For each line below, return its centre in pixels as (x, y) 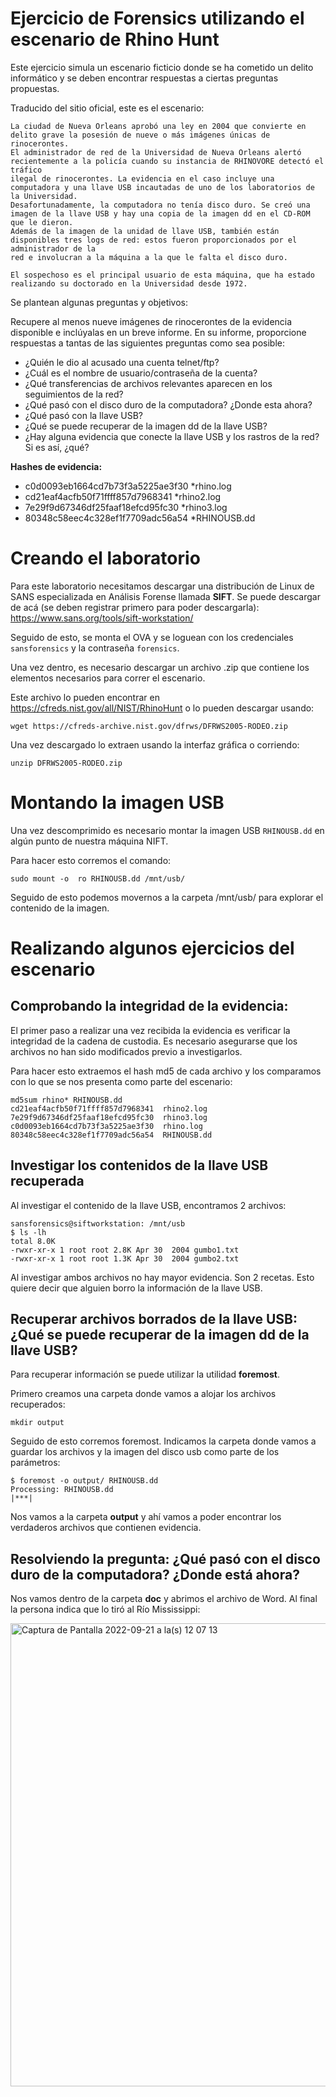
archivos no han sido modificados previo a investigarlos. (126, 1051)
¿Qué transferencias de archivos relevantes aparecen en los (148, 383)
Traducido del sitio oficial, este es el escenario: (107, 108)
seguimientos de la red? (74, 394)
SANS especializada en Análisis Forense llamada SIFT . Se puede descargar (165, 596)
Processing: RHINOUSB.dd (62, 1490)
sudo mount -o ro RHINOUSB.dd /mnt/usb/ (98, 878)
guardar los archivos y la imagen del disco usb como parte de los (145, 1452)
